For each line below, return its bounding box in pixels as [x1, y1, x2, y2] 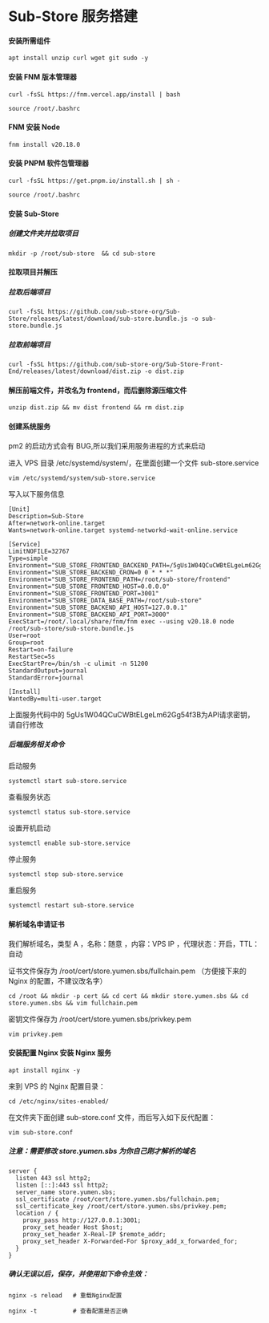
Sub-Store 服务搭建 [8, 7, 139, 26]
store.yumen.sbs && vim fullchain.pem [8, 999, 138, 1007]
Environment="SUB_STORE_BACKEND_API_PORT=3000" [8, 611, 171, 619]
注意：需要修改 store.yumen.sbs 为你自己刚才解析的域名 [8, 1146, 196, 1156]
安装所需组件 [8, 35, 50, 45]
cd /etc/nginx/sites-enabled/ [8, 1097, 110, 1106]
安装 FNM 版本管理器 [8, 71, 78, 81]
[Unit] [8, 505, 30, 513]
